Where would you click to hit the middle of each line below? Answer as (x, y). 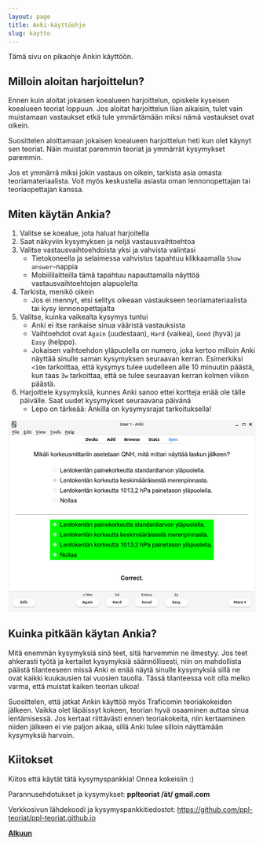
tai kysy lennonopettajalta (73, 308)
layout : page (29, 17)
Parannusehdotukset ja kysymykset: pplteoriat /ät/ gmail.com (109, 794)
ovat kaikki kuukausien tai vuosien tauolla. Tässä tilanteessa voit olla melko (129, 678)
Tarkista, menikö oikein (57, 292)
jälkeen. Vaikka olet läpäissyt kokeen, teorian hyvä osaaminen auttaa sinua (129, 710)
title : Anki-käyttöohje (47, 25)
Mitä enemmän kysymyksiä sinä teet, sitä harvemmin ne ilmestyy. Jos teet (128, 653)
